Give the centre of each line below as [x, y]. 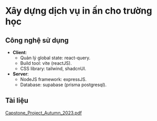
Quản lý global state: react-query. [55, 58]
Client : [19, 52]
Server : [21, 74]
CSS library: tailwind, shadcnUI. [53, 69]
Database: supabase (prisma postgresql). [63, 85]
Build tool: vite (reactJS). [46, 63]
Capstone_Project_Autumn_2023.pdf [44, 113]
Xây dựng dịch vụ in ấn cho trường [79, 11]
